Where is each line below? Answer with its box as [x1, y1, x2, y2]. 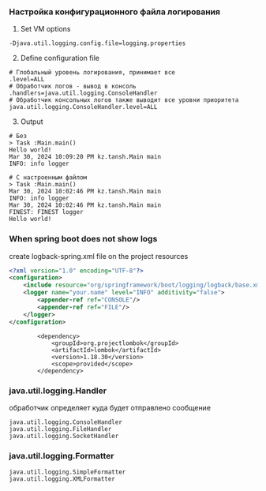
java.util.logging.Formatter [9, 450, 114, 461]
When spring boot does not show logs [9, 234, 158, 245]
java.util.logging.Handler [9, 385, 107, 396]
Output [20, 117, 43, 126]
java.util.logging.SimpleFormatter [9, 468, 126, 476]
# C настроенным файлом [9, 174, 88, 182]
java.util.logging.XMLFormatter [9, 475, 115, 483]
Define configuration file [20, 54, 99, 63]
